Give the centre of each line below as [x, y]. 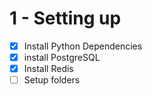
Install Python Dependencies [83, 46]
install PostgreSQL [62, 57]
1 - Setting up [65, 18]
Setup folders [52, 80]
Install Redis [48, 69]
